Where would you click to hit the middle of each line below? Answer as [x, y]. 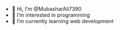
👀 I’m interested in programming [51, 15]
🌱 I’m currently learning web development [63, 21]
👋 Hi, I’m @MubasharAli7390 [46, 9]
